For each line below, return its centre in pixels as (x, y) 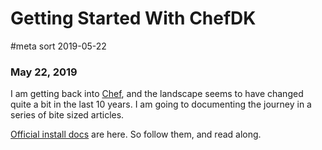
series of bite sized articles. (67, 115)
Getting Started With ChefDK (133, 18)
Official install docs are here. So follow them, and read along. (136, 134)
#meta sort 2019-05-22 (58, 46)
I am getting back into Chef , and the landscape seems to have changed (157, 94)
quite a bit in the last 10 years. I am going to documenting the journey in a (161, 104)
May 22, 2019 (44, 72)
